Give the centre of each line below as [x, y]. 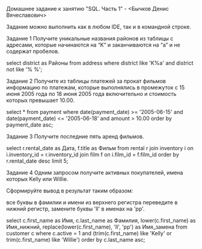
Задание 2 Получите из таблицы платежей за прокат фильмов [86, 81]
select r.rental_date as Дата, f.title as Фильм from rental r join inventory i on [100, 148]
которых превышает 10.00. [41, 100]
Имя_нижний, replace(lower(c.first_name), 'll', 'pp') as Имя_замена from [97, 227]
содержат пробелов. [33, 51]
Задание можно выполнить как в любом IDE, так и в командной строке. [99, 27]
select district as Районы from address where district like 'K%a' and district [100, 63]
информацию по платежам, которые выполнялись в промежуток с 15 [96, 87]
